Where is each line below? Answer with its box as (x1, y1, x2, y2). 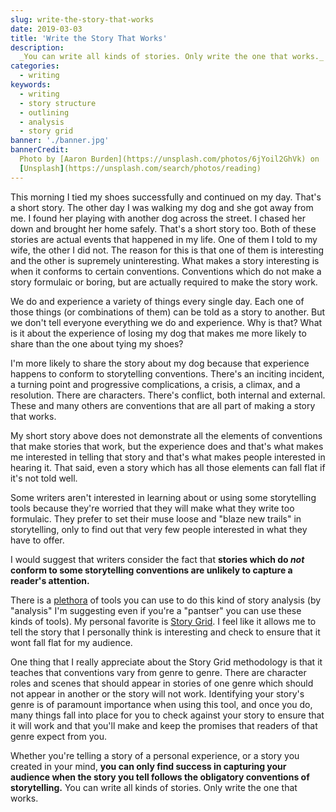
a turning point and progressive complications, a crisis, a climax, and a (10, 378, 301, 390)
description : (10, 42, 65, 53)
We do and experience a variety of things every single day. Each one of (10, 295, 305, 307)
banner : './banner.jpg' (10, 136, 110, 146)
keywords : (10, 80, 52, 90)
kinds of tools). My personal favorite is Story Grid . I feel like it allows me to (10, 615, 317, 627)
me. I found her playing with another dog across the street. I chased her (10, 212, 306, 224)
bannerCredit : (10, 145, 70, 155)
